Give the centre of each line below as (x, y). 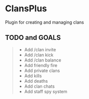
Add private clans (42, 70)
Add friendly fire (41, 65)
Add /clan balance (43, 60)
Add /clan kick (39, 55)
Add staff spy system (46, 91)
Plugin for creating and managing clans (44, 22)
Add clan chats (39, 86)
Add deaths (36, 81)
